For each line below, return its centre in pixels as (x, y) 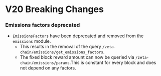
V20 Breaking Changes (54, 9)
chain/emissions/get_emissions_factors (62, 52)
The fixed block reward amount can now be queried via (77, 57)
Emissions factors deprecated (43, 25)
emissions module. (32, 41)
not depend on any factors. (48, 68)
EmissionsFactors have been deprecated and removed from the (78, 36)
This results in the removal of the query (60, 47)
